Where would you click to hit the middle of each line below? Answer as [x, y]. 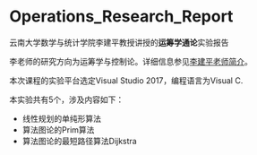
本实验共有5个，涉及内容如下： [67, 99]
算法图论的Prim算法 [58, 129]
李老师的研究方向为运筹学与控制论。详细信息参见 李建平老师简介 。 [131, 61]
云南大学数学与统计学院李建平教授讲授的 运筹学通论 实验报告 [119, 42]
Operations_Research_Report [121, 17]
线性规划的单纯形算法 [61, 118]
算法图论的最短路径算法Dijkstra [79, 141]
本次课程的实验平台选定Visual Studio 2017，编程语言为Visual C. [126, 80]
